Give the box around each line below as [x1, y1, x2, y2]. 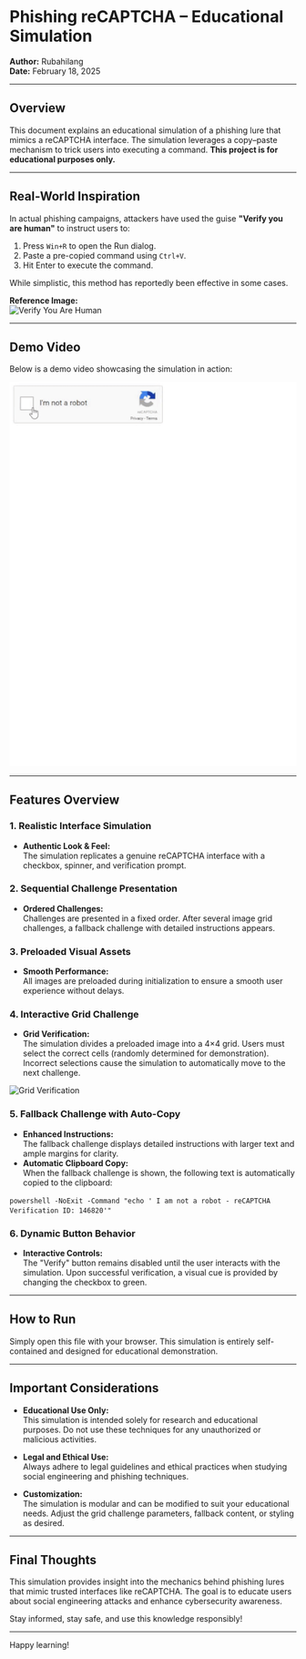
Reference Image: [9, 294, 78, 306]
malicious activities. [22, 1433, 97, 1445]
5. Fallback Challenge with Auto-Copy [9, 1108, 181, 1121]
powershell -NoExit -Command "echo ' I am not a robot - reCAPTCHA [9, 1196, 271, 1205]
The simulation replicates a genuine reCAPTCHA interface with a [22, 850, 266, 861]
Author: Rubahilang [9, 56, 84, 67]
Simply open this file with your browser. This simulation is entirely [9, 1336, 255, 1347]
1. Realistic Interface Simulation [9, 820, 152, 833]
